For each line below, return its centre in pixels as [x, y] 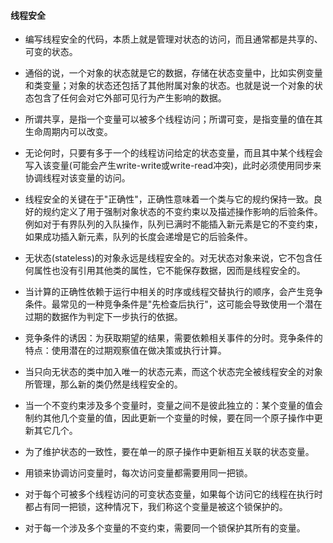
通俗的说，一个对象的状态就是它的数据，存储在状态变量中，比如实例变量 [173, 73]
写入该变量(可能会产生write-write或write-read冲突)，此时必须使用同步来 [173, 166]
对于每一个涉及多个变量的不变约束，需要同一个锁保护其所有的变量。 [165, 528]
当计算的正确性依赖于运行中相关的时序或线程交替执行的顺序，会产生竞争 [173, 292]
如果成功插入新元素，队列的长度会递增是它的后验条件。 [138, 237]
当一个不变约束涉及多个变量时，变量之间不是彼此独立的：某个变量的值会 [173, 406]
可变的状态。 [51, 52]
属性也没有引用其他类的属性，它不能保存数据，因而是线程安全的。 [169, 271]
